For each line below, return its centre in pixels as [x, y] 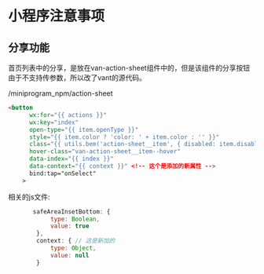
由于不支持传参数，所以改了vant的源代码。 [77, 78]
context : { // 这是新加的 [76, 241]
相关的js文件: [29, 196]
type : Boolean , [75, 219]
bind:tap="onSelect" [62, 174]
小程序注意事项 [57, 16]
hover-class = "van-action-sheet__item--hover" [104, 152]
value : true [70, 226]
